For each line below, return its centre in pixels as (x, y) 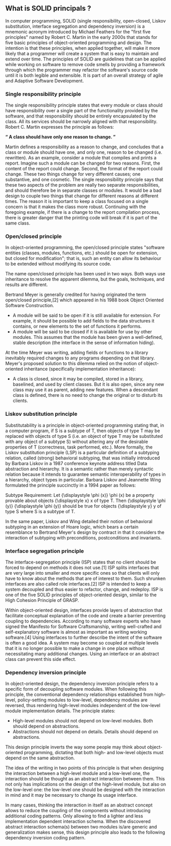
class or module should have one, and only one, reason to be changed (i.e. (84, 152)
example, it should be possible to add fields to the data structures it (83, 321)
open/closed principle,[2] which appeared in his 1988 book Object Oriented (85, 300)
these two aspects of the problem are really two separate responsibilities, (82, 185)
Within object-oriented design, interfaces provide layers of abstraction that (84, 610)
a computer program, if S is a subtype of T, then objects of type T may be (83, 431)
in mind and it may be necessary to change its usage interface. (71, 795)
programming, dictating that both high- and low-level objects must (94, 753)
